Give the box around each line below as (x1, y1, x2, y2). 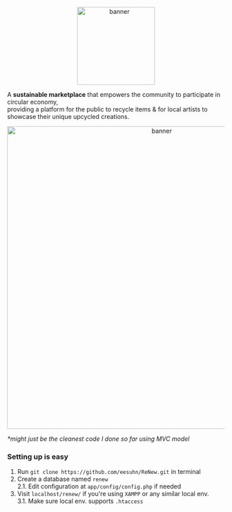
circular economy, (7, 98, 59, 106)
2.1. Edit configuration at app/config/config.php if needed (17, 482, 182, 491)
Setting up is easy (7, 452, 69, 461)
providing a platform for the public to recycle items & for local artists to (7, 105, 209, 113)
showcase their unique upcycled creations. (7, 113, 130, 120)
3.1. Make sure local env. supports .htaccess (17, 497, 144, 505)
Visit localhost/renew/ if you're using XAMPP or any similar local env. (17, 490, 209, 498)
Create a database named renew (17, 475, 108, 484)
